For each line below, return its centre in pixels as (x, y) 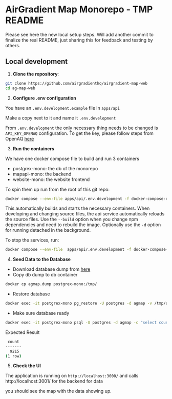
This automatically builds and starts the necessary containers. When (78, 208)
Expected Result (23, 332)
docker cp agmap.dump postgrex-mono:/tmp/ (51, 284)
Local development (37, 62)
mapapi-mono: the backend (42, 174)
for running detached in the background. (48, 230)
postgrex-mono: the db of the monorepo (55, 168)
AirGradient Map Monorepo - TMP (79, 9)
